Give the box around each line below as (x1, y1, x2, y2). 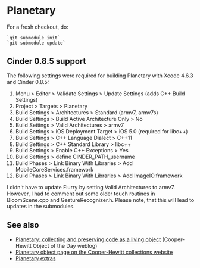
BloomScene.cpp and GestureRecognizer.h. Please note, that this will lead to (7, 196, 195, 203)
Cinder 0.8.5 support (7, 56, 86, 66)
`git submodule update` (7, 40, 66, 46)
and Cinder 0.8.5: (7, 78, 49, 85)
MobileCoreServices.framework (15, 166, 94, 173)
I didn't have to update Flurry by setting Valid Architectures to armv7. (7, 183, 175, 191)
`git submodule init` (7, 35, 61, 40)
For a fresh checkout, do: (7, 23, 69, 30)
